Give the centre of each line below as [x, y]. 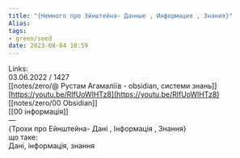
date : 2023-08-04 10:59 [48, 46]
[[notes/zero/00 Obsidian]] [53, 103]
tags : [17, 31]
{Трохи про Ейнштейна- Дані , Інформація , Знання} [97, 129]
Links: [18, 69]
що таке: [23, 137]
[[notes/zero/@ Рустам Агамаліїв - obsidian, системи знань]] [113, 86]
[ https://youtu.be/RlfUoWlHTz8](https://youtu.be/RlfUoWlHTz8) [114, 94]
